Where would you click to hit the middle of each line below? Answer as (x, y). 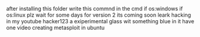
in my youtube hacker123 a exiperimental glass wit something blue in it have (100, 21)
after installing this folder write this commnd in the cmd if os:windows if (95, 9)
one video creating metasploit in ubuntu (56, 27)
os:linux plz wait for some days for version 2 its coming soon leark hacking (98, 15)
